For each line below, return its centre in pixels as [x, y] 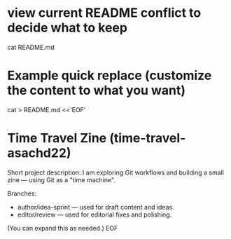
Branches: [22, 193]
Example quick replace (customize [110, 76]
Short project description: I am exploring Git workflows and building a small [115, 172]
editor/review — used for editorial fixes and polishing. [94, 214]
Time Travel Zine [57, 138]
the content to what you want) [97, 91]
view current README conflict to [104, 13]
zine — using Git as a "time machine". [61, 179]
